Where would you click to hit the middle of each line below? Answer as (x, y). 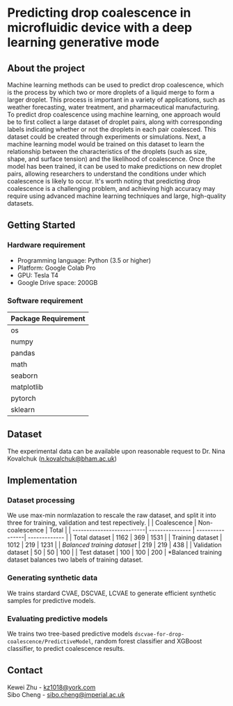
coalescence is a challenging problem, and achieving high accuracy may (111, 189)
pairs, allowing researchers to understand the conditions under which (107, 174)
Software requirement (45, 300)
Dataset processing (41, 500)
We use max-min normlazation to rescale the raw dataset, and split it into (112, 515)
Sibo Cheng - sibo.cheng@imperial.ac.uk (66, 694)
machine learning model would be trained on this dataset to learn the (106, 144)
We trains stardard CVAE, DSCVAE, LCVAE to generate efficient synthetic (112, 593)
